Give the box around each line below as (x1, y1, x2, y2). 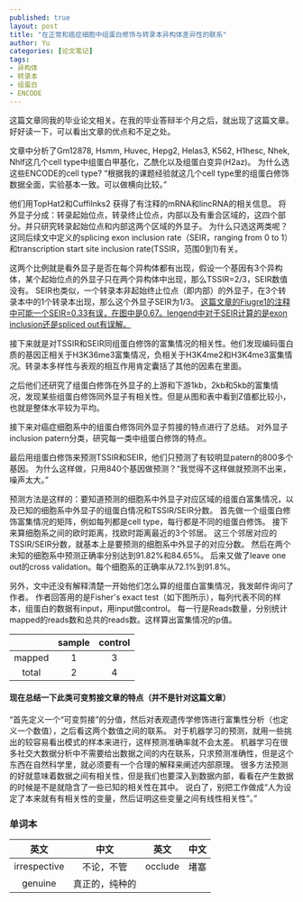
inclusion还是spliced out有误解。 (9, 318, 132, 329)
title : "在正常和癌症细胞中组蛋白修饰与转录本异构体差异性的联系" (9, 30, 227, 39)
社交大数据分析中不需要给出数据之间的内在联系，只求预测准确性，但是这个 (16, 748, 294, 759)
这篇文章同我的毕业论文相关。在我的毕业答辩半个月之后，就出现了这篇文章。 (9, 115, 294, 125)
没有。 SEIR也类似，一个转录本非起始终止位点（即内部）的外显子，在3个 (9, 285, 279, 296)
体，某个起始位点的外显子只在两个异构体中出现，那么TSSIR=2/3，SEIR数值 (9, 273, 289, 284)
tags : (9, 55, 30, 64)
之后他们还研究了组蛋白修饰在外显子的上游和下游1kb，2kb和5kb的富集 (9, 380, 271, 391)
